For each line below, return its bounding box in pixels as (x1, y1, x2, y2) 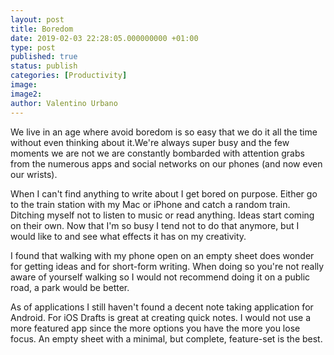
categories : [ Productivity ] (10, 71, 128, 81)
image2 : (10, 89, 43, 99)
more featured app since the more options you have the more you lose (10, 322, 301, 334)
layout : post (10, 14, 65, 25)
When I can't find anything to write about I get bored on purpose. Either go (10, 187, 318, 200)
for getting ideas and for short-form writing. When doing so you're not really (10, 260, 325, 272)
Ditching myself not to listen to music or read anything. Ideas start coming (10, 209, 315, 221)
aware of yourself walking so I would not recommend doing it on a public (10, 271, 311, 283)
